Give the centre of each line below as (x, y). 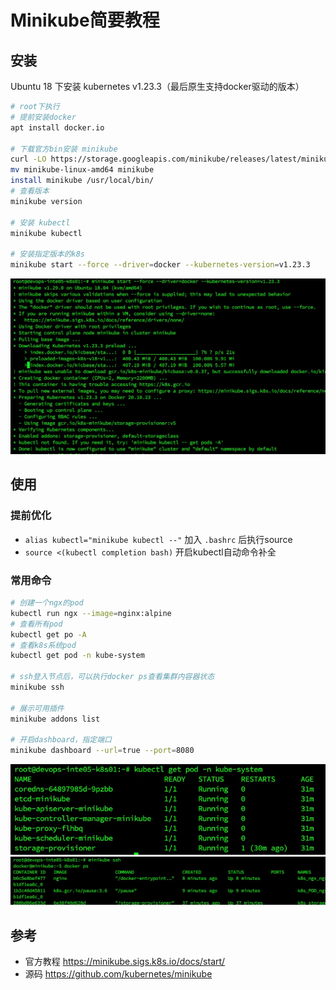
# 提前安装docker (43, 117)
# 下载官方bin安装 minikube (64, 149)
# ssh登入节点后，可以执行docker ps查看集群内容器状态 (112, 677)
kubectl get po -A (48, 634)
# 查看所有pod (36, 624)
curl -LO (28, 159)
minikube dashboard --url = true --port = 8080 (102, 751)
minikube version (46, 201)
